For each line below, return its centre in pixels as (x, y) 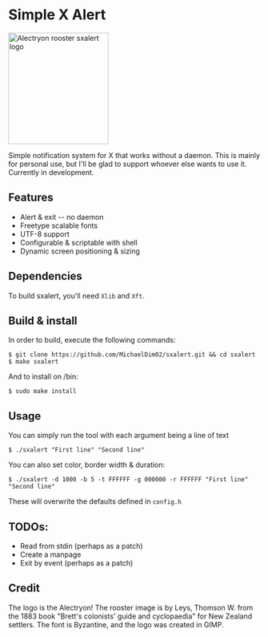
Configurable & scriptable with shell (78, 242)
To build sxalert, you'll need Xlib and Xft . (76, 295)
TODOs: (28, 527)
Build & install (43, 321)
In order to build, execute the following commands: (92, 340)
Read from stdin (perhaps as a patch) (81, 546)
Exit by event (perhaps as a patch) (76, 563)
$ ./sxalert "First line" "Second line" (77, 450)
